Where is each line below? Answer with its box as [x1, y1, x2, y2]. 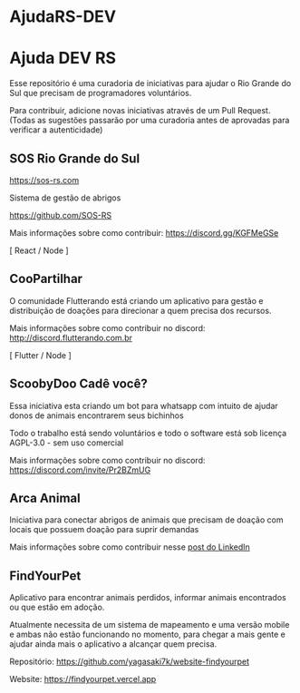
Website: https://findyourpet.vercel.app [9, 674, 157, 685]
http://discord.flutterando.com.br [9, 332, 133, 343]
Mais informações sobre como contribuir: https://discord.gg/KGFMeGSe [9, 227, 279, 238]
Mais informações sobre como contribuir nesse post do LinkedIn [9, 542, 251, 552]
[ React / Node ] [9, 245, 70, 256]
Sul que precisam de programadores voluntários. [9, 88, 192, 99]
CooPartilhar [9, 271, 83, 287]
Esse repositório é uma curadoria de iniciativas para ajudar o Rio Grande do [9, 78, 292, 89]
